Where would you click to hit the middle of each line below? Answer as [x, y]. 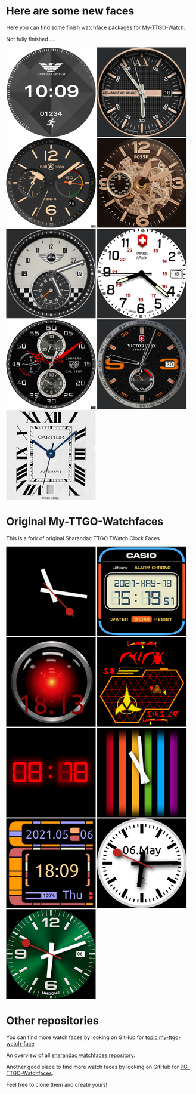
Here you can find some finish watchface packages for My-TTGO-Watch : [96, 27]
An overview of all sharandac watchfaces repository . [71, 1055]
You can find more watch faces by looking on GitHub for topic [82, 1037]
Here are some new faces [70, 11]
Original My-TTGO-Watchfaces [85, 522]
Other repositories [53, 1021]
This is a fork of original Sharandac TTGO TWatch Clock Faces [83, 538]
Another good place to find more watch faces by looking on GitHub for [93, 1067]
